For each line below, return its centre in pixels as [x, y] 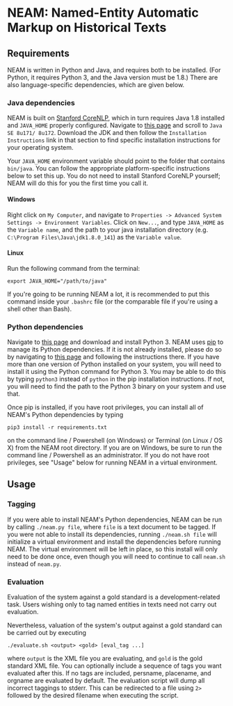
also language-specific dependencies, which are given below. [96, 85]
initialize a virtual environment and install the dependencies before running [114, 542]
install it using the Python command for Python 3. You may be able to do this [116, 371]
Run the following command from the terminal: [74, 268]
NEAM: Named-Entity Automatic [103, 13]
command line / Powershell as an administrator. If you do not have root [109, 455]
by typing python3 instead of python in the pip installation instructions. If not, [116, 379]
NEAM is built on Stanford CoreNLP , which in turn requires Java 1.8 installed [116, 118]
